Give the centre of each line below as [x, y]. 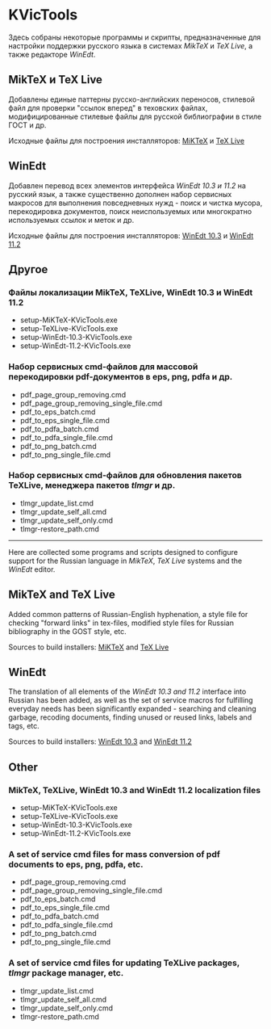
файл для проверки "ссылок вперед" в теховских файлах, [108, 107]
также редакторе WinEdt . [52, 54]
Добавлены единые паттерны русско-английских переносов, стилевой [132, 99]
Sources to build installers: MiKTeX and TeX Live [89, 647]
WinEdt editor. [32, 569]
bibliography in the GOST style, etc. [67, 631]
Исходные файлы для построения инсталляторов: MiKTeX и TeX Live [126, 141]
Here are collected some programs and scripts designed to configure [123, 552]
